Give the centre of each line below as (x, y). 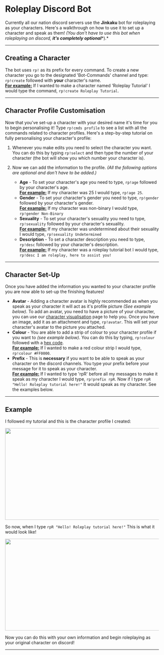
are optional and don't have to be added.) (54, 173)
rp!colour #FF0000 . (31, 353)
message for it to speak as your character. (55, 369)
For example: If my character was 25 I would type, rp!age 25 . (81, 192)
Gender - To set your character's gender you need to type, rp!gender (89, 198)
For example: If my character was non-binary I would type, (79, 208)
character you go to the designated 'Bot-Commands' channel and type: (77, 75)
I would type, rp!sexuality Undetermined (60, 234)
